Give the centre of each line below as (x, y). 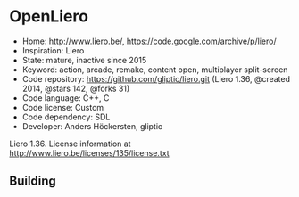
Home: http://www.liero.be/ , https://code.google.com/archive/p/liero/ (149, 41)
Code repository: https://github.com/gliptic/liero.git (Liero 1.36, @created (156, 78)
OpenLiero (49, 16)
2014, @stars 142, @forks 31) (76, 88)
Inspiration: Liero (53, 50)
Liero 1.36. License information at (70, 144)
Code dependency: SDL (66, 117)
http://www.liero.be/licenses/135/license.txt (89, 152)
